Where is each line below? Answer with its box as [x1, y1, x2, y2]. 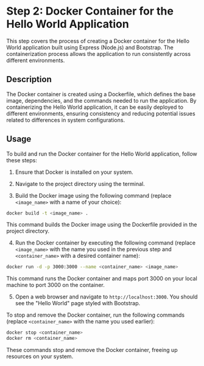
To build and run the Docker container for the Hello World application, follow [6, 150, 198, 157]
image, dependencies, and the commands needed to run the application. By [6, 97, 197, 104]
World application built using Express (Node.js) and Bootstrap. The [6, 44, 174, 51]
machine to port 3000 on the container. [6, 281, 105, 289]
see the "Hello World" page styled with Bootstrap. [15, 300, 141, 307]
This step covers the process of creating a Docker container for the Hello [6, 37, 190, 44]
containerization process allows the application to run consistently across [6, 50, 191, 57]
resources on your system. [6, 353, 74, 360]
